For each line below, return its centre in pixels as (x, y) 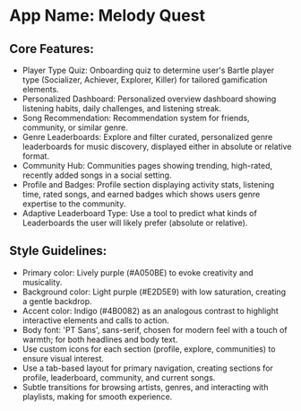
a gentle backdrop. (57, 301)
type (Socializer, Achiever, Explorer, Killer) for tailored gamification (145, 80)
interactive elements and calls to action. (96, 320)
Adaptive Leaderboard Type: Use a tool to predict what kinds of (139, 213)
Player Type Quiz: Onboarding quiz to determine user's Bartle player (148, 70)
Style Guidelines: (58, 251)
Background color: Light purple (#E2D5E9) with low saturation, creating (154, 292)
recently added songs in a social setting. (97, 175)
